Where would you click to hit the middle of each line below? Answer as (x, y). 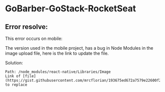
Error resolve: (27, 27)
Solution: (14, 63)
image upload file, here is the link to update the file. (57, 53)
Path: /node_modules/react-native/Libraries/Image (58, 72)
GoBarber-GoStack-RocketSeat (71, 9)
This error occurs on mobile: (34, 38)
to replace (16, 85)
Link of (13, 76)
